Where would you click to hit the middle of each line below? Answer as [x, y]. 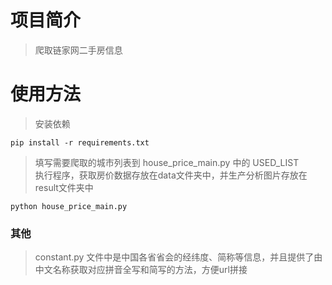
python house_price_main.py [69, 206]
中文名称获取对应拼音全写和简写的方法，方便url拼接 [141, 270]
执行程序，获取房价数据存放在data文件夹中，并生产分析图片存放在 [171, 175]
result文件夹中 [64, 187]
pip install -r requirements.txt [80, 142]
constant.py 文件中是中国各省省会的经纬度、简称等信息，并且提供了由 [178, 257]
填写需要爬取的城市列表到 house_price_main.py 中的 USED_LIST [167, 162]
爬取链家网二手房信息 [78, 50]
